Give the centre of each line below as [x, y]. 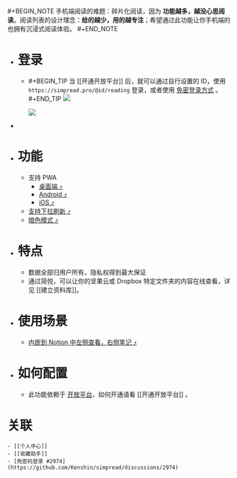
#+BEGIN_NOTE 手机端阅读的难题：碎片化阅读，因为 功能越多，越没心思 [113, 11]
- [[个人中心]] [28, 446]
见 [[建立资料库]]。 [55, 290]
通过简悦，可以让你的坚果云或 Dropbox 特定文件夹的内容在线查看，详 [129, 281]
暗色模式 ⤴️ [43, 220]
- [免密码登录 [25, 461]
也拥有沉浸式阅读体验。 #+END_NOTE [63, 29]
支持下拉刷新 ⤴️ [50, 211]
